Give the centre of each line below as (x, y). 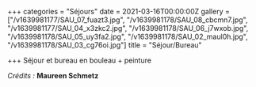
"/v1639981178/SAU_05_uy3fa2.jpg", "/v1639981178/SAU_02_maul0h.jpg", (128, 36)
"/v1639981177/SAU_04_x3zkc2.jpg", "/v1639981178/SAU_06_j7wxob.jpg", (128, 28)
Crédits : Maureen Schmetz (53, 76)
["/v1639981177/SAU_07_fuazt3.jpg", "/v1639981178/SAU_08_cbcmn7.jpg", (128, 20)
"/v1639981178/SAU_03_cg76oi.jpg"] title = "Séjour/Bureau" (105, 45)
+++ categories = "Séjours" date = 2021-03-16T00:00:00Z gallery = (119, 11)
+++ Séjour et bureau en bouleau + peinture (80, 60)
